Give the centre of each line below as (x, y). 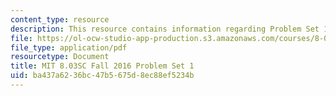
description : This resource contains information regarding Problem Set (165, 29)
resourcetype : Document (60, 57)
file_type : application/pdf (69, 47)
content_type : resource (60, 19)
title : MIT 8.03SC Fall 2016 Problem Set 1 (102, 66)
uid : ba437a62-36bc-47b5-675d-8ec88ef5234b (102, 76)
